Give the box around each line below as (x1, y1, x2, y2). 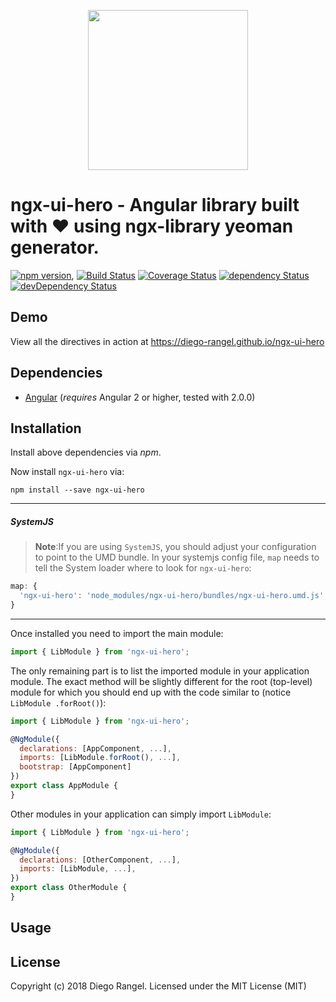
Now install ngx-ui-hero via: (10, 466, 125, 478)
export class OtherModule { (10, 883, 128, 893)
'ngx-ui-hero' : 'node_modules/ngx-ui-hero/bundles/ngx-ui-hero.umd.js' (19, 591, 325, 601)
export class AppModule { (10, 781, 118, 791)
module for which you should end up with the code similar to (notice (10, 686, 292, 698)
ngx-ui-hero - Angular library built (10, 194, 300, 217)
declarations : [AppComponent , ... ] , (19, 743, 172, 754)
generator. (10, 236, 100, 259)
